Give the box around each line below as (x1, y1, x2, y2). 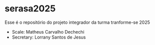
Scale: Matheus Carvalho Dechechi (11, 29, 85, 35)
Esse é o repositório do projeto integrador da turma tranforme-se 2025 (4, 19, 151, 25)
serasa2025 (4, 3, 56, 14)
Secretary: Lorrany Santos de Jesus (11, 34, 86, 40)
